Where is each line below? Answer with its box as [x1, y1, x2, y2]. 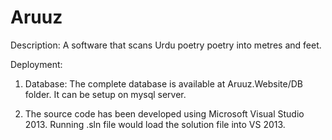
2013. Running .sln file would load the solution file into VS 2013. [24, 118, 286, 130]
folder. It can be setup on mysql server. [24, 88, 187, 100]
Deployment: [10, 58, 63, 70]
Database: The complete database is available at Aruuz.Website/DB [24, 77, 303, 90]
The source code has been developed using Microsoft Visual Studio [24, 107, 305, 120]
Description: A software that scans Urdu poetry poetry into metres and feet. [10, 39, 322, 51]
